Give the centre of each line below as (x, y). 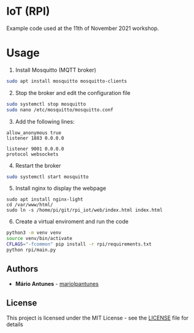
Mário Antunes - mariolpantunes (57, 283)
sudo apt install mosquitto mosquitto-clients (67, 81)
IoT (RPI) (28, 11)
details (15, 324)
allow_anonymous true (34, 133)
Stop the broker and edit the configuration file (73, 92)
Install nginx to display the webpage (61, 189)
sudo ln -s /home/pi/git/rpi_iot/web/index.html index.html (85, 210)
